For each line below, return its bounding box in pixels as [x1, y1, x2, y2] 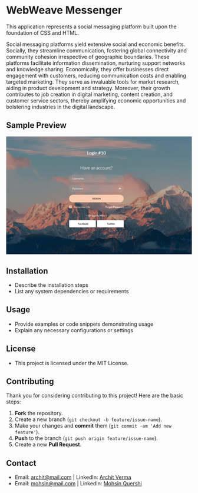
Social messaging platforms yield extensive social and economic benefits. [6, 41, 186, 48]
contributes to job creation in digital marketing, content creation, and [6, 91, 173, 98]
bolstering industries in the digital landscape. [6, 103, 115, 110]
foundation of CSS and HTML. [6, 29, 80, 36]
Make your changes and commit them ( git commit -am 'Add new [14, 422, 172, 429]
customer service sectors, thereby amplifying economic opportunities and [6, 97, 186, 104]
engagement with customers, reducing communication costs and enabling [6, 72, 187, 79]
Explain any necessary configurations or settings [14, 326, 134, 333]
